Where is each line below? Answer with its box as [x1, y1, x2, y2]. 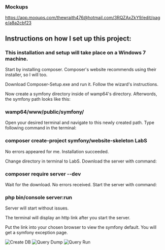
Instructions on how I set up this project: [5, 34, 132, 42]
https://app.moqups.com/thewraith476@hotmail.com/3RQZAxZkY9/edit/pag [5, 15, 161, 21]
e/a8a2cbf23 [5, 20, 32, 26]
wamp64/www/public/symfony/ [5, 108, 84, 115]
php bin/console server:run [5, 194, 72, 201]
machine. [5, 55, 29, 62]
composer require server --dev [5, 170, 81, 177]
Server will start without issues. [5, 205, 69, 211]
